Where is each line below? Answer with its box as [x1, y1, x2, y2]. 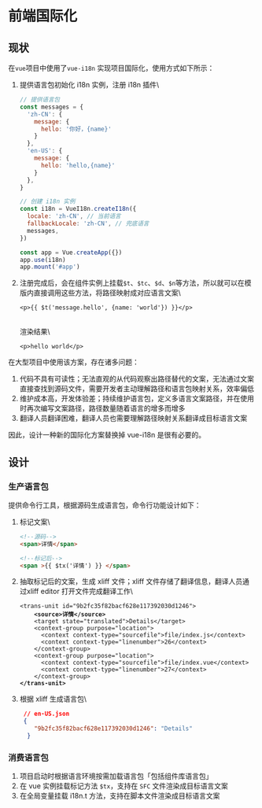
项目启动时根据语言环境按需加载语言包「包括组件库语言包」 [19, 772, 213, 781]
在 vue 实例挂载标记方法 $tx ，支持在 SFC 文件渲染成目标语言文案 [19, 781, 228, 791]
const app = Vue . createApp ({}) [19, 249, 123, 256]
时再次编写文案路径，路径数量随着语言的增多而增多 [19, 404, 186, 413]
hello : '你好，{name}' [40, 125, 112, 133]
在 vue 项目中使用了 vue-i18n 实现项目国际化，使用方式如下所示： [8, 64, 215, 72]
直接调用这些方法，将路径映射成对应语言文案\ [33, 288, 181, 297]
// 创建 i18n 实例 [19, 197, 76, 205]
